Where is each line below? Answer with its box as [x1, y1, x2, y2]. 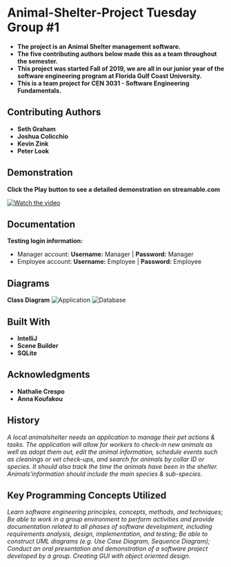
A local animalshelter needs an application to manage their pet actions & [7, 433, 215, 441]
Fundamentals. [17, 86, 62, 95]
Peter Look [17, 146, 50, 155]
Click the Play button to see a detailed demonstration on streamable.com [7, 185, 221, 193]
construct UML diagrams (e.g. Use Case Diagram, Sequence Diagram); [7, 537, 210, 546]
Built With [7, 316, 50, 327]
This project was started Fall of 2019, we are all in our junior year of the [17, 64, 224, 73]
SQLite [17, 349, 37, 357]
